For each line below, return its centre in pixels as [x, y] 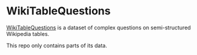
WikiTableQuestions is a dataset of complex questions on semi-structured [98, 27]
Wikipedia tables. [28, 33]
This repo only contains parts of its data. [57, 45]
